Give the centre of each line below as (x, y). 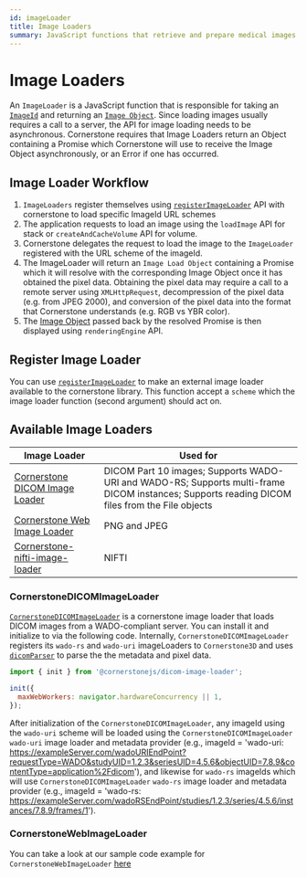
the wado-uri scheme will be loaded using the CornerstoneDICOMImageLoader (151, 733)
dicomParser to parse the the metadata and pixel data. (111, 655)
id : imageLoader (40, 18)
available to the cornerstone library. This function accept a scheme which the (152, 391)
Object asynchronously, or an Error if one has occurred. (114, 154)
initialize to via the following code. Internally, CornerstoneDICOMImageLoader (149, 636)
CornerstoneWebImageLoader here (70, 863)
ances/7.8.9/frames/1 (49, 810)
